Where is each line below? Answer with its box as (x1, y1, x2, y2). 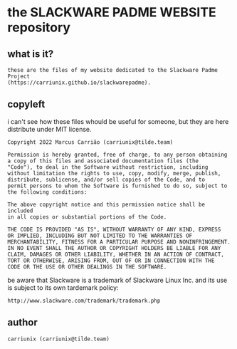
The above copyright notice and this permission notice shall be (7, 201, 205, 208)
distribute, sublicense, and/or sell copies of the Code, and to (7, 176, 205, 183)
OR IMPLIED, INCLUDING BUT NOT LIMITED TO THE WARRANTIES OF (7, 232, 193, 239)
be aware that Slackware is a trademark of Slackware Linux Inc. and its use (7, 276, 228, 284)
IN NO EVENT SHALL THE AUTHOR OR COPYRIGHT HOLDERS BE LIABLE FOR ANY (7, 244, 221, 251)
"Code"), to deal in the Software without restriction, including (7, 163, 209, 171)
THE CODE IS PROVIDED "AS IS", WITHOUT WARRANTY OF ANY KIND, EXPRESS (7, 226, 221, 233)
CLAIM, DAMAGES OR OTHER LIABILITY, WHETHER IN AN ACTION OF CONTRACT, (7, 251, 224, 258)
